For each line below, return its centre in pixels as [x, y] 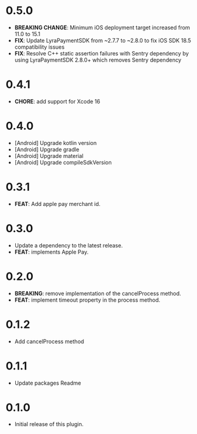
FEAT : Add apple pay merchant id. [57, 204]
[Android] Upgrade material [49, 155]
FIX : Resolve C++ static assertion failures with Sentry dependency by [102, 53]
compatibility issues [40, 47]
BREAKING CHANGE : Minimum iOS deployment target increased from [102, 27]
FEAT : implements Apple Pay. [51, 252]
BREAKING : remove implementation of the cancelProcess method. [98, 293]
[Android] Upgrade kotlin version [56, 143]
